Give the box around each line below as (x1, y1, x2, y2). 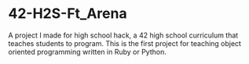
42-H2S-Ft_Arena (8, 5, 127, 23)
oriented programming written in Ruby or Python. (8, 47, 167, 56)
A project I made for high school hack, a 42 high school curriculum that (8, 30, 239, 40)
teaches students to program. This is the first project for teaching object (8, 38, 242, 48)
